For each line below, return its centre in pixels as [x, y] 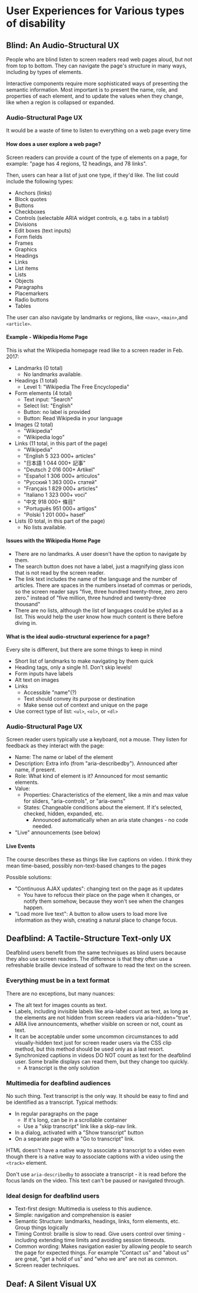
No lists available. [45, 527]
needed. [43, 827]
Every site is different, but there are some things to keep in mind [84, 650]
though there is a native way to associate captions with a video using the [95, 1156]
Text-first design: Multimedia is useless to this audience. [83, 1209]
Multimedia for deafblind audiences [59, 1083]
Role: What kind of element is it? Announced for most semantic [91, 776]
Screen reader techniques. [47, 1265]
